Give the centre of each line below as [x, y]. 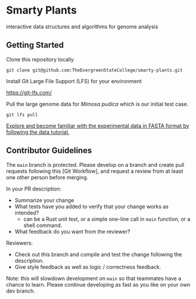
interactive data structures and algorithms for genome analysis [82, 27]
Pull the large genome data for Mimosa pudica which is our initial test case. [97, 104]
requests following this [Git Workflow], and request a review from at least [95, 171]
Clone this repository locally [40, 59]
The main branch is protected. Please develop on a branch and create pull [95, 165]
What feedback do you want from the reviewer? [72, 231]
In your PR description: [34, 189]
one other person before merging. [47, 177]
